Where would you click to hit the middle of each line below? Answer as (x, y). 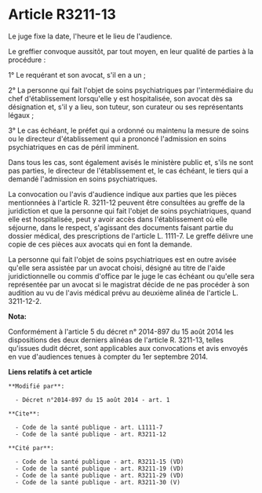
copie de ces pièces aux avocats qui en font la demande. (100, 244)
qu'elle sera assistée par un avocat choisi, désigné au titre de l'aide (117, 268)
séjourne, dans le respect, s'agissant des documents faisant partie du (121, 227)
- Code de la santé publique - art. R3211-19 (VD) (100, 469)
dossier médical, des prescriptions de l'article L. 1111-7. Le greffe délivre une (131, 236)
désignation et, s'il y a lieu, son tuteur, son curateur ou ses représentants (126, 107)
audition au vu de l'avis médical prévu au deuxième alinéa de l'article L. (124, 293)
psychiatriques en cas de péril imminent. (74, 147)
